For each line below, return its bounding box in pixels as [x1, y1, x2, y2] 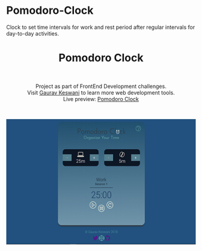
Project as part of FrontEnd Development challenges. [35, 82, 167, 90]
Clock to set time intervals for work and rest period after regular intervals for [6, 23, 195, 31]
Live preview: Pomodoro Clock [63, 95, 139, 102]
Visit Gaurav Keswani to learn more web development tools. [26, 88, 176, 96]
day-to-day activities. [6, 29, 59, 37]
